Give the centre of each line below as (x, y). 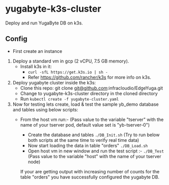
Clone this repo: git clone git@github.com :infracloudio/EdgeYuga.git (92, 88)
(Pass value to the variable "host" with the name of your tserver (94, 156)
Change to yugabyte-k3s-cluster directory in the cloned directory (89, 93)
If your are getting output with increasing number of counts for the (90, 171)
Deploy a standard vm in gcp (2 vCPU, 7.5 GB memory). (71, 61)
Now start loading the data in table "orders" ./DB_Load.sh (88, 145)
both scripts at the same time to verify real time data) (83, 140)
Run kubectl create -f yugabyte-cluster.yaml (69, 99)
